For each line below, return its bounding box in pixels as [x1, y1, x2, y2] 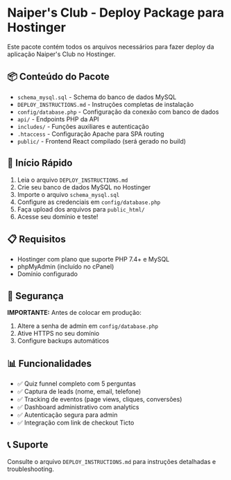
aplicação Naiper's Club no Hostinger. [7, 50, 116, 58]
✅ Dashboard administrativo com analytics [17, 403, 139, 411]
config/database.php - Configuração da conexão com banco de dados [17, 108, 219, 116]
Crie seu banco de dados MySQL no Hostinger [17, 182, 151, 191]
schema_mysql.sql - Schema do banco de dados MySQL [17, 92, 177, 101]
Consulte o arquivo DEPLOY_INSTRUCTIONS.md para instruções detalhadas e [7, 457, 216, 465]
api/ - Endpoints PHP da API [17, 114, 99, 123]
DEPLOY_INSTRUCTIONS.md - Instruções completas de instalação [17, 100, 194, 108]
